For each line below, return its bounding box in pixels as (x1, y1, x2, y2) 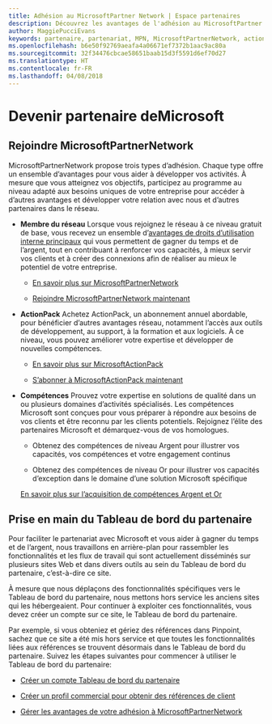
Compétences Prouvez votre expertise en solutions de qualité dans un (19, 390, 257, 400)
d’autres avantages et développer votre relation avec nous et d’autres (8, 195, 240, 205)
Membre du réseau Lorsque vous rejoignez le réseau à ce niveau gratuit (19, 219, 262, 229)
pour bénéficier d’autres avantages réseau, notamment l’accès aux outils (19, 317, 263, 328)
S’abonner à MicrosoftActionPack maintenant (32, 375, 184, 384)
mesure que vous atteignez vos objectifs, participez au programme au (8, 177, 242, 187)
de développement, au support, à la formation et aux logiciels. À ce (19, 326, 244, 336)
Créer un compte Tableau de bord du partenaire (19, 675, 181, 685)
